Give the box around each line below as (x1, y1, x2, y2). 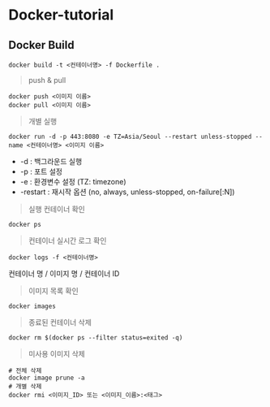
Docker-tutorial (8, 6, 114, 24)
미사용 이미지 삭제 (28, 349, 85, 358)
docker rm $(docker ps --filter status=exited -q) (8, 334, 183, 342)
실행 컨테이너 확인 (28, 205, 85, 214)
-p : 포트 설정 (19, 167, 63, 176)
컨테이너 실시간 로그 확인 (28, 236, 107, 245)
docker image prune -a (8, 374, 85, 382)
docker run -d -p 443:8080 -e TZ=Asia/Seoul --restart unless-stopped (8, 132, 252, 141)
